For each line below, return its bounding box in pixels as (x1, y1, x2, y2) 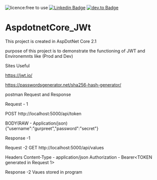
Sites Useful (5, 62, 30, 69)
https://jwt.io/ (5, 72, 33, 78)
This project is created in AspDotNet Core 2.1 (5, 38, 97, 44)
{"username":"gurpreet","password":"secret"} (5, 125, 99, 131)
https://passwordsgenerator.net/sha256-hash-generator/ (5, 82, 121, 88)
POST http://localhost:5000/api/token (5, 110, 81, 116)
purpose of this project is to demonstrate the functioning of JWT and (5, 47, 146, 54)
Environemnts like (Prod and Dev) (5, 53, 73, 59)
